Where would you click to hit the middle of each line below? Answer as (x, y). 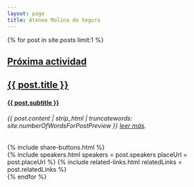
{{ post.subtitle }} (33, 103)
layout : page (26, 14)
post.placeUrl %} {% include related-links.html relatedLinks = (95, 162)
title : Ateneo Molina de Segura (54, 20)
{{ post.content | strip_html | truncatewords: (70, 118)
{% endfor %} (27, 177)
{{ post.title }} (38, 85)
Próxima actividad (47, 61)
